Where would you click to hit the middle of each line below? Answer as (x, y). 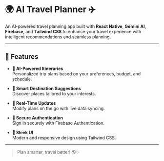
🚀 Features (22, 57)
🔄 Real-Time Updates (34, 103)
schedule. (22, 79)
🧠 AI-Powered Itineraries (38, 69)
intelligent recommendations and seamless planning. (58, 37)
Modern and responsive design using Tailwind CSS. (64, 138)
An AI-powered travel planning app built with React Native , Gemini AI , (76, 26)
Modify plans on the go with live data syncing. (58, 108)
